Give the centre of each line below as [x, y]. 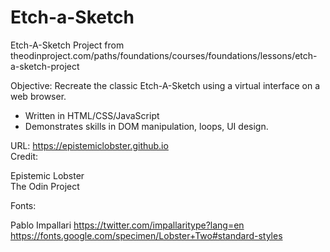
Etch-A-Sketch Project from [67, 45]
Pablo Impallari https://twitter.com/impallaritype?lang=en [127, 225]
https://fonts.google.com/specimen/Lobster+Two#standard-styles [146, 235]
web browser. [38, 96]
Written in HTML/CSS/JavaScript [92, 115]
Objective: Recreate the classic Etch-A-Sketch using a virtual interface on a [165, 85]
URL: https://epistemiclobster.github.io [89, 145]
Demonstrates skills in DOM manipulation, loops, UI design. [146, 126]
